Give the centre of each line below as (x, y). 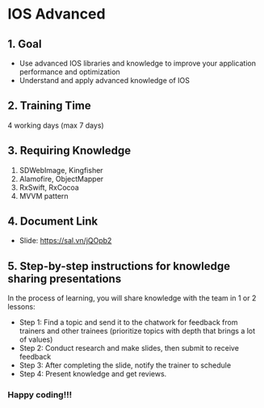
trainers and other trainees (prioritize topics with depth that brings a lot (137, 331)
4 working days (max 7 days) (56, 125)
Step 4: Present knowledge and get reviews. (93, 374)
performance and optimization (69, 72)
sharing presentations (65, 278)
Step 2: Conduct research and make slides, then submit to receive (129, 348)
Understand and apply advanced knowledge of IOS (105, 80)
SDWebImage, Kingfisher (61, 170)
